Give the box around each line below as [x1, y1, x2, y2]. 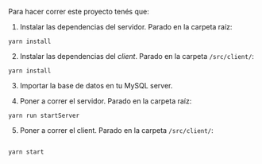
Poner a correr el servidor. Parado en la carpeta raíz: [19, 96, 192, 106]
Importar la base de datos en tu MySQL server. [19, 81, 173, 90]
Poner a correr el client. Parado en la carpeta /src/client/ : [19, 126, 214, 135]
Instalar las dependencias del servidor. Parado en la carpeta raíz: [19, 22, 233, 31]
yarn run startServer [8, 111, 80, 119]
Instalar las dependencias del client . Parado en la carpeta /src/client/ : [19, 52, 254, 61]
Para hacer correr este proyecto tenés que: [8, 7, 149, 16]
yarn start [8, 148, 44, 156]
